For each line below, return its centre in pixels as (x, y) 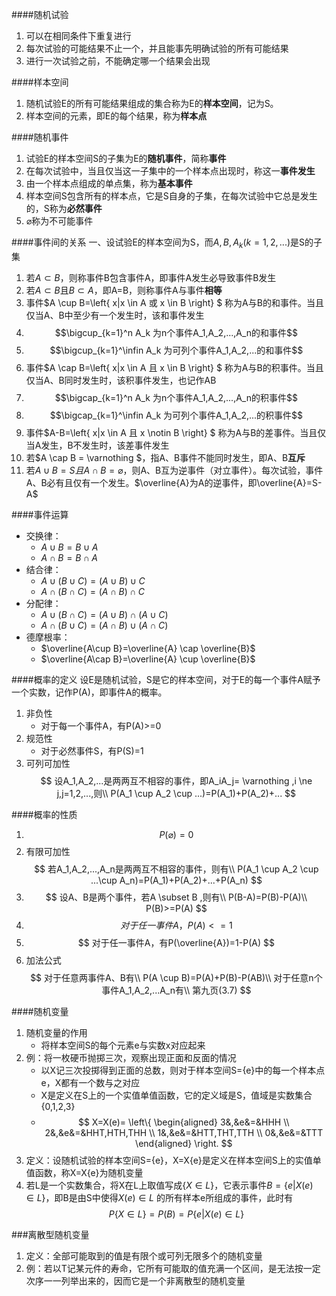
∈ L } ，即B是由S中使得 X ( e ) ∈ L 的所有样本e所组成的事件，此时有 (159, 1197)
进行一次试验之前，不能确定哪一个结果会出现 (118, 61)
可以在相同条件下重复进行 (78, 36)
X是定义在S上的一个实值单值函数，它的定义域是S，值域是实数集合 (176, 1095)
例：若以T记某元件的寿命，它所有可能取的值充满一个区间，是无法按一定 (173, 1268)
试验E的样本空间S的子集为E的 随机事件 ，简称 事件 (126, 158)
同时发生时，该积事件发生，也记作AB (140, 380)
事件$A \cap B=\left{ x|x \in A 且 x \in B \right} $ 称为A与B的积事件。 (166, 367)
